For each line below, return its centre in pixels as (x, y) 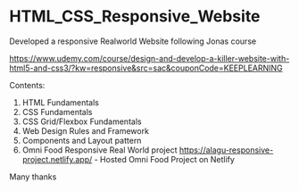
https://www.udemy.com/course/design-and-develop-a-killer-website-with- (149, 58)
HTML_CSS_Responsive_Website (135, 17)
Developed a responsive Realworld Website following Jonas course (133, 41)
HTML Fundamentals (61, 102)
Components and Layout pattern (82, 140)
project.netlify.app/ (57, 159)
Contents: (27, 85)
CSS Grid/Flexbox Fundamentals (82, 121)
